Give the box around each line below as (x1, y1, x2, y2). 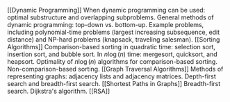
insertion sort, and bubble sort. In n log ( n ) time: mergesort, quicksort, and (7, 50, 217, 58)
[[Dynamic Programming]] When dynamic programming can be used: (7, 6, 206, 14)
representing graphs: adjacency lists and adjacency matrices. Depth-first (7, 72, 217, 80)
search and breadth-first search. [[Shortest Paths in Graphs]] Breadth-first (7, 80, 221, 87)
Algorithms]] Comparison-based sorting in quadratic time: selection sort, (7, 43, 215, 51)
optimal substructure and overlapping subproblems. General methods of (7, 13, 214, 22)
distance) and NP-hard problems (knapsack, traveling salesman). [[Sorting (7, 35, 220, 44)
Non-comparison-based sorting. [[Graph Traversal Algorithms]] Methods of (7, 65, 224, 73)
